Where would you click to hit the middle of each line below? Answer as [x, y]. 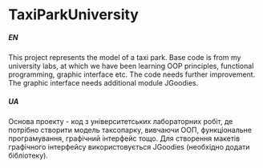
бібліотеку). [28, 156]
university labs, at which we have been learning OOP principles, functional [131, 66]
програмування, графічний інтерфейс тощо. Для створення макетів [124, 138]
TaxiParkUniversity [73, 15]
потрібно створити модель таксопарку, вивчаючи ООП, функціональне [130, 130]
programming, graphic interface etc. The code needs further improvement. [132, 74]
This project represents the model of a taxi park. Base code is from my [125, 58]
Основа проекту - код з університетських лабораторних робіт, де [121, 122]
